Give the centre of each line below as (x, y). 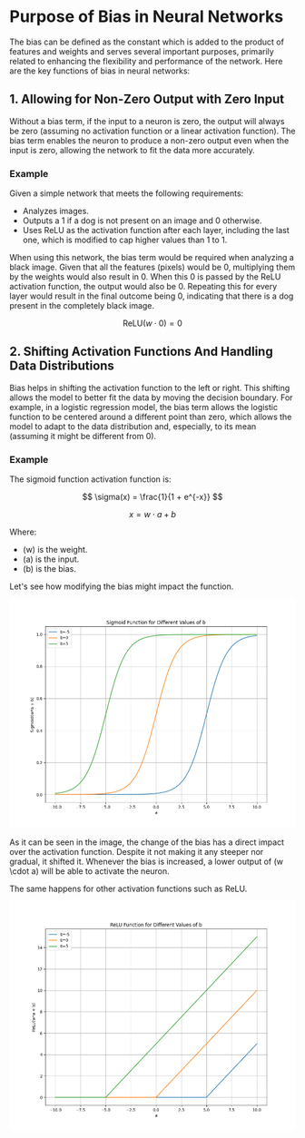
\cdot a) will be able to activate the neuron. (89, 871)
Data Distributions (62, 366)
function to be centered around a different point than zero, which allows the (151, 417)
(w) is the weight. (55, 550)
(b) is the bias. (49, 569)
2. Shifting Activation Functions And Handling (142, 352)
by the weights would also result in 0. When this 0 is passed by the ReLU (145, 277)
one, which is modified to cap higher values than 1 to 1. (125, 240)
